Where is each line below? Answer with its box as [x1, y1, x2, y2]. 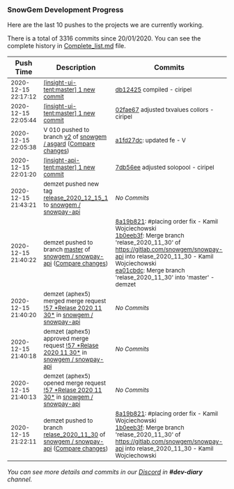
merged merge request [43, 297, 107, 305]
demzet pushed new [43, 180, 100, 188]
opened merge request [43, 379, 107, 387]
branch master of [43, 246, 91, 254]
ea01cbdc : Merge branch [115, 267, 185, 275]
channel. [7, 475, 33, 483]
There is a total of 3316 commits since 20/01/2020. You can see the [7, 34, 201, 43]
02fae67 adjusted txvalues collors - [115, 106, 214, 114]
